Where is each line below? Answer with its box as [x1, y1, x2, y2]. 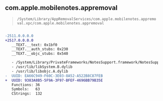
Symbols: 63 [11, 87, 40, 92]
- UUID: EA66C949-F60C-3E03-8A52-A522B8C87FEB [5, 73, 103, 78]
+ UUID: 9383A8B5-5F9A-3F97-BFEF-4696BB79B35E [5, 78, 103, 83]
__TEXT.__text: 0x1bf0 [11, 42, 57, 47]
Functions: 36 [11, 82, 40, 87]
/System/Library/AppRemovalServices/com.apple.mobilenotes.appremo [16, 16, 156, 21]
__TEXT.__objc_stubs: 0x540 [11, 51, 68, 56]
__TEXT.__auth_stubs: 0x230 [11, 47, 68, 52]
